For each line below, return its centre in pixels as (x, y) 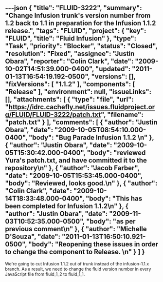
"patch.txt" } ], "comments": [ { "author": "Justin (81, 122)
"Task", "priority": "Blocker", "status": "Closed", (81, 46)
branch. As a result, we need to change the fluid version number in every (78, 269)
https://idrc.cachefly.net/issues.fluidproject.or (82, 107)
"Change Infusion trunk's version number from (78, 16)
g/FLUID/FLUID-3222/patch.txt (53, 115)
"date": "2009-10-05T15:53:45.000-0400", (74, 176)
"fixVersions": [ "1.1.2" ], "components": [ (70, 84)
